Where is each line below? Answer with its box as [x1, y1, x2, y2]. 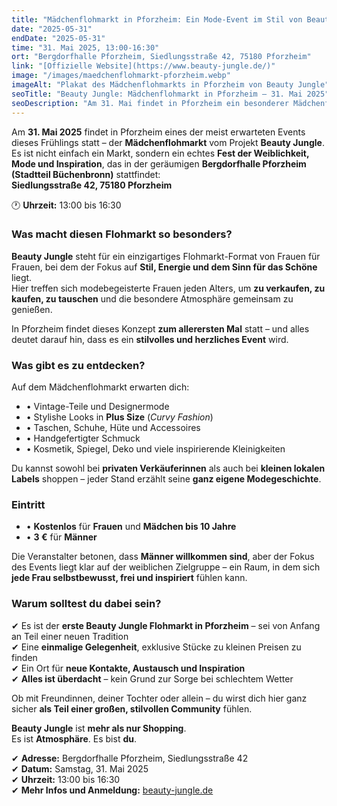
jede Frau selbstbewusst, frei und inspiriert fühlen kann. [11, 572, 248, 584]
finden [11, 651, 38, 663]
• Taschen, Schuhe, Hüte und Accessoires [25, 422, 201, 434]
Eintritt [11, 498, 46, 512]
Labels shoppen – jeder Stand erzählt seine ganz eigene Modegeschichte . [11, 473, 322, 485]
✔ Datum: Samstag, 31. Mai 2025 [11, 762, 149, 775]
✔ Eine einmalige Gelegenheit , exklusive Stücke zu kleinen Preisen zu [11, 641, 302, 653]
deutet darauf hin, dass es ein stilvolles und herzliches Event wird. [11, 333, 289, 345]
